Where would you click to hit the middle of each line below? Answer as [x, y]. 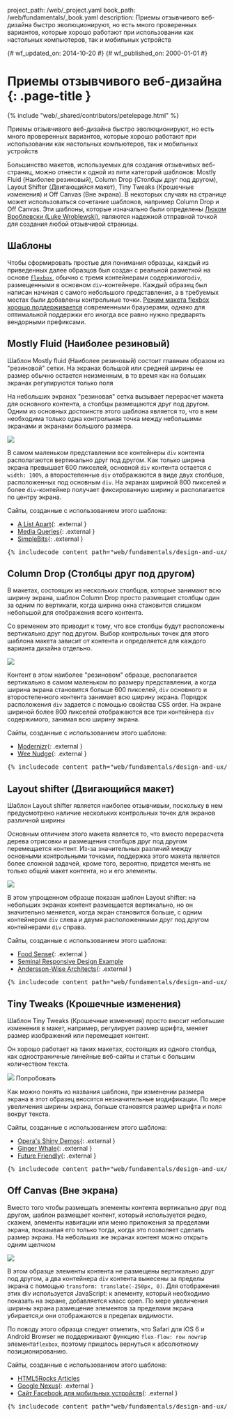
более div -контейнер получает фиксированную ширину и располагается [116, 489]
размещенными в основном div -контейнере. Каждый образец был [107, 284]
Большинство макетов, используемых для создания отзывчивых [104, 164]
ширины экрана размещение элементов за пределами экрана [100, 1308]
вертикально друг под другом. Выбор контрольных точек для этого [108, 634]
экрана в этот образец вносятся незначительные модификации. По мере [117, 1099]
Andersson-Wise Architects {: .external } [75, 969]
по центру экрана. [34, 497]
